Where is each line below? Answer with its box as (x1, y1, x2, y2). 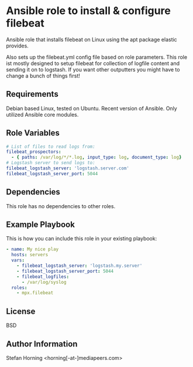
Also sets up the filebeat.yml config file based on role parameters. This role (6, 53, 188, 60)
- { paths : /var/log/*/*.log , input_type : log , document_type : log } (11, 154, 182, 161)
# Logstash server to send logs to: (6, 160, 95, 166)
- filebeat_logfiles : (16, 274, 69, 280)
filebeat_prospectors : (6, 149, 61, 155)
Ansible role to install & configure (6, 4, 171, 18)
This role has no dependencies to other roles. (6, 202, 116, 209)
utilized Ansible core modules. (6, 111, 79, 118)
